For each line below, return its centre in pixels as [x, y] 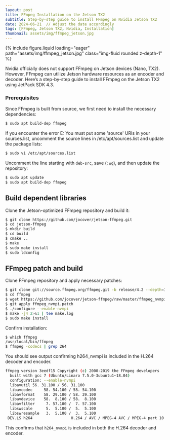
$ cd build [17, 234]
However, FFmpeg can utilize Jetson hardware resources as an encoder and [85, 74]
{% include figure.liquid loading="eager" [48, 48]
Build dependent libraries [46, 198]
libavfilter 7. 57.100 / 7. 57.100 [53, 404]
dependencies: [21, 114]
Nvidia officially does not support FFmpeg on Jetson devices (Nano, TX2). [83, 68]
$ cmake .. [17, 239]
